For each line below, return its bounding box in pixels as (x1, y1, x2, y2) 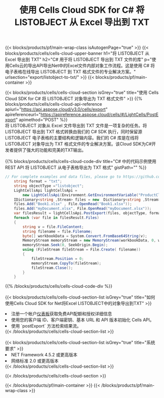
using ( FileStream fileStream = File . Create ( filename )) (22, 247, 141, 252)
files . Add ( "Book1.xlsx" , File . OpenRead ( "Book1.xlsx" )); (14, 202, 132, 207)
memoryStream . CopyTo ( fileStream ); (31, 260, 102, 266)
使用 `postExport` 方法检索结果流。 (11, 323, 82, 329)
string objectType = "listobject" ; (14, 183, 84, 188)
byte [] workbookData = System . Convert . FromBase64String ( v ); (22, 234, 147, 238)
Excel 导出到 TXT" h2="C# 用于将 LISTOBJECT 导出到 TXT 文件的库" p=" (5, 57, 152, 63)
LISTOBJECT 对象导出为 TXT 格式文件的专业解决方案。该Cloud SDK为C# (5, 141, 152, 147)
